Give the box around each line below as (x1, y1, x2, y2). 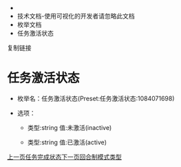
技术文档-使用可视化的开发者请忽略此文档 (17, 12, 136, 20)
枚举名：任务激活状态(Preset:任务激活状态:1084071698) (17, 94, 175, 102)
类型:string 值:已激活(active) (27, 138, 107, 146)
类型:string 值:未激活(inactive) (27, 123, 112, 131)
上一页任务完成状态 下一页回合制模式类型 (7, 153, 122, 161)
